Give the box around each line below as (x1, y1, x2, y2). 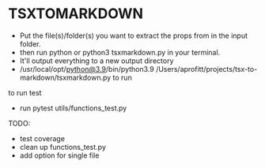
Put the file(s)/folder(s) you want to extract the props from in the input (19, 31, 248, 40)
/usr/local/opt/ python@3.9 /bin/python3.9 (19, 64, 154, 73)
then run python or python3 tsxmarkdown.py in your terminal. (19, 47, 221, 57)
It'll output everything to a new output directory (19, 56, 174, 65)
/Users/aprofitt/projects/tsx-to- (155, 64, 258, 73)
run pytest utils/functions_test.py (19, 103, 127, 113)
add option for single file (19, 151, 100, 160)
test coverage (19, 133, 66, 143)
